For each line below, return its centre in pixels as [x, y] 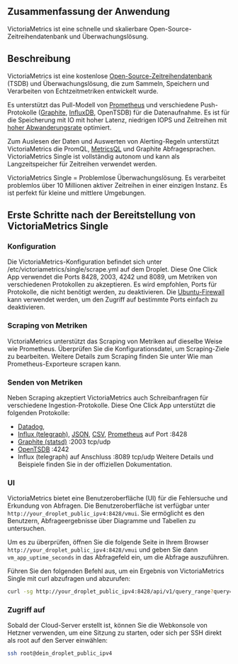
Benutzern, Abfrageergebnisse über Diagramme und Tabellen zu [102, 521]
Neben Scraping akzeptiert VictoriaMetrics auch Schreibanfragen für [108, 397]
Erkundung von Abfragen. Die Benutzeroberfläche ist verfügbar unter [109, 506]
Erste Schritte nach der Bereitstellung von [102, 215]
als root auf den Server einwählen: [58, 641]
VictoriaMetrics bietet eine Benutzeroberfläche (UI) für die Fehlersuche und [118, 498]
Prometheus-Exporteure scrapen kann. [64, 364]
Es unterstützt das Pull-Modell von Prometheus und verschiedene [103, 105]
